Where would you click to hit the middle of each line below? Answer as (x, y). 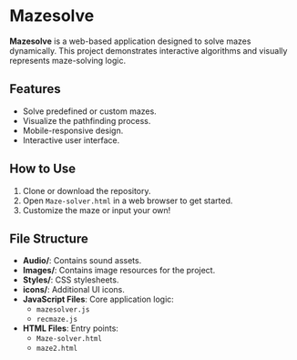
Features (35, 89)
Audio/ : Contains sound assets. (82, 261)
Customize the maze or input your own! (97, 210)
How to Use (43, 169)
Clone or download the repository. (87, 190)
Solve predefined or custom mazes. (89, 111)
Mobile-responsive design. (73, 130)
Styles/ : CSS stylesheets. (71, 280)
